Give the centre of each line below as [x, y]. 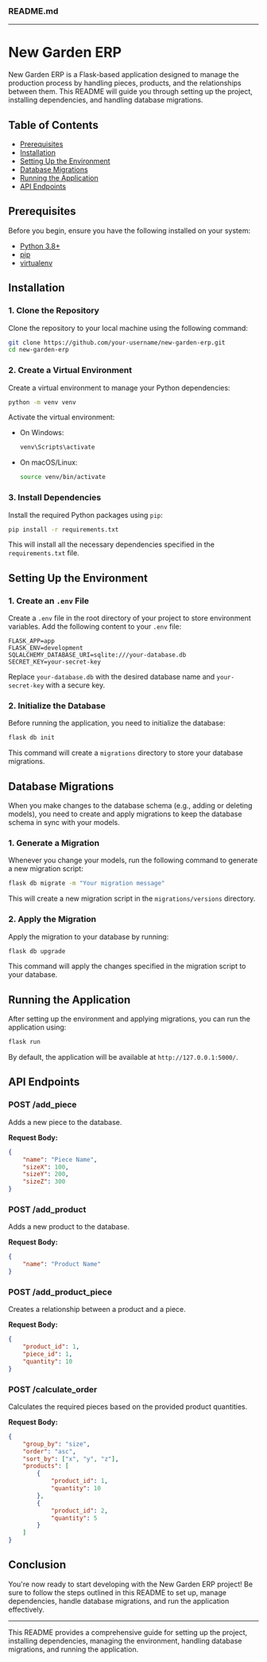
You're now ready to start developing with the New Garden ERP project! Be [130, 1584]
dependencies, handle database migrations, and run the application [119, 1601]
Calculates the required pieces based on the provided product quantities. [128, 1407]
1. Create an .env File [49, 601]
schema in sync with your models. [64, 823]
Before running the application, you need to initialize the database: [117, 723]
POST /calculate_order [53, 1389]
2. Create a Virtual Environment [70, 370]
